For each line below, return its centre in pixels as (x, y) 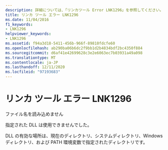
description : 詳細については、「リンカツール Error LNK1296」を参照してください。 (85, 10)
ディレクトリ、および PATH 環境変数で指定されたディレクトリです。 (77, 142)
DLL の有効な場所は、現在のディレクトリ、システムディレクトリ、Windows (84, 136)
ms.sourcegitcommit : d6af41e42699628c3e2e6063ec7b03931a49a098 (74, 53)
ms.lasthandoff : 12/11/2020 (35, 67)
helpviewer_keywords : (28, 34)
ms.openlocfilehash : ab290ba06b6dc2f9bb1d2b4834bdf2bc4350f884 (74, 48)
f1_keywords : (19, 24)
